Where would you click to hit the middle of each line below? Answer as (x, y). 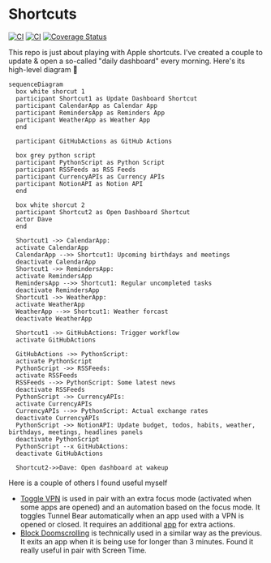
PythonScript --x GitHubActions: (72, 446)
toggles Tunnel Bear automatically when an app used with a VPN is (132, 515)
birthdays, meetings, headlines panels (76, 432)
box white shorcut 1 (50, 91)
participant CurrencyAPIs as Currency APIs (90, 176)
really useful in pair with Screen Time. (84, 550)
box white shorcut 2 (50, 205)
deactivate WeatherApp (54, 318)
